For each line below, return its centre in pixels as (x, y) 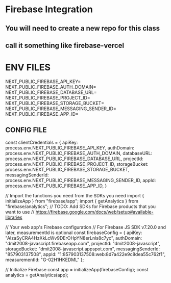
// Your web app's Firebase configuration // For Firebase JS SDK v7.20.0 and (86, 227)
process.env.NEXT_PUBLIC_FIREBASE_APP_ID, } (56, 186)
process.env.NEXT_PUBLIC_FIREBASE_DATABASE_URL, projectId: (75, 159)
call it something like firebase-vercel (65, 45)
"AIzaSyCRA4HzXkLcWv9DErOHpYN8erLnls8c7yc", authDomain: (74, 238)
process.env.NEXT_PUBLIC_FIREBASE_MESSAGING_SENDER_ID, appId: (81, 180)
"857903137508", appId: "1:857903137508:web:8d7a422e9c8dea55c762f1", (86, 254)
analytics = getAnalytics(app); (37, 275)
